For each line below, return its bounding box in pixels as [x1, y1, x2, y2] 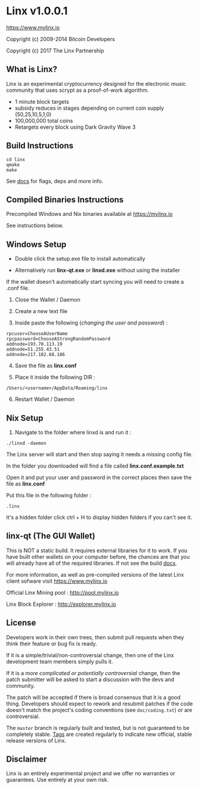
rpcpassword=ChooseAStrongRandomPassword [6, 336, 111, 342]
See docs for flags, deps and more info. [6, 177, 104, 184]
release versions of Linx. [6, 737, 67, 744]
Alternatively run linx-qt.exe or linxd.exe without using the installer [14, 267, 181, 274]
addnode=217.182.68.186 [6, 352, 66, 358]
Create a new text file [14, 308, 67, 315]
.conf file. [6, 284, 30, 292]
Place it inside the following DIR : [14, 374, 95, 381]
